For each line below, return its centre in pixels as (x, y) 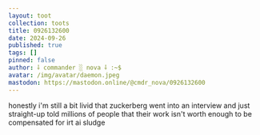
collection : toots (39, 23)
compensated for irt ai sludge (57, 122)
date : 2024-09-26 (37, 38)
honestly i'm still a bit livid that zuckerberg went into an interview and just (129, 105)
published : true (35, 46)
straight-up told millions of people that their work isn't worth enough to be (130, 113)
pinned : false (32, 61)
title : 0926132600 (39, 30)
